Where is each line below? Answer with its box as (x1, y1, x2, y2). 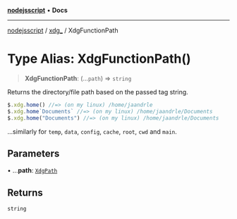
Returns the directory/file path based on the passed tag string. (7, 87, 188, 96)
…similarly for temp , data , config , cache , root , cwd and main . (7, 127, 178, 136)
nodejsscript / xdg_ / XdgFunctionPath (7, 26, 119, 35)
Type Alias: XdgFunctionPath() (7, 51, 192, 67)
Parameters (7, 147, 60, 159)
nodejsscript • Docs (7, 6, 68, 14)
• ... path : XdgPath (7, 166, 58, 175)
